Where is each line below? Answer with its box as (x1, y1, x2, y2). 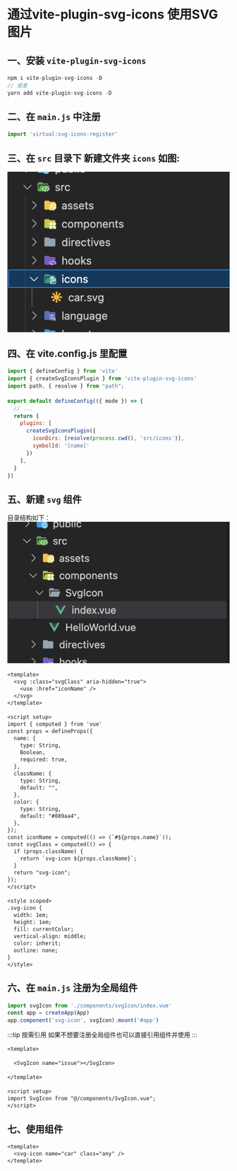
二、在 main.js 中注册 (7, 111, 101, 123)
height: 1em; (13, 919, 52, 926)
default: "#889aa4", (20, 812, 80, 820)
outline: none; (13, 947, 59, 954)
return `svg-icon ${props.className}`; (20, 855, 138, 862)
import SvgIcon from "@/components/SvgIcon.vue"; (7, 1095, 157, 1102)
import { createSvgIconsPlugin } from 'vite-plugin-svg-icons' (7, 375, 197, 383)
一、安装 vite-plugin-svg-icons (7, 54, 147, 66)
